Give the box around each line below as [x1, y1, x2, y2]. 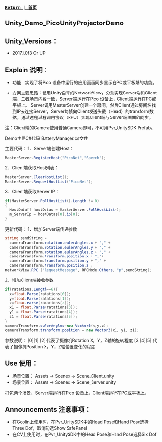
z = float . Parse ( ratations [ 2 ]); [9, 301, 71, 305]
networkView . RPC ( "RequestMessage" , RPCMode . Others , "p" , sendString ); [5, 268, 152, 273]
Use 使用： [5, 359, 38, 368]
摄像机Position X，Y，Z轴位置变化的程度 [13, 343, 95, 349]
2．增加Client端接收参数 [5, 277, 54, 283]
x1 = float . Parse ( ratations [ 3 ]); [9, 305, 78, 310]
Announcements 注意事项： [5, 405, 91, 414]
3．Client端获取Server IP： [5, 188, 60, 194]
